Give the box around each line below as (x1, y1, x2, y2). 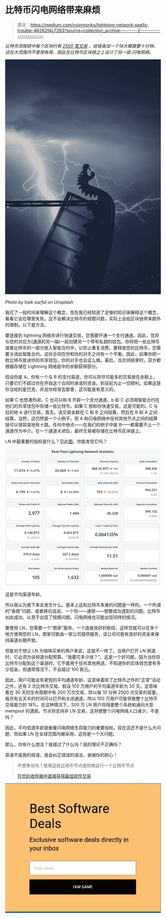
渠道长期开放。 (9, 637, 40, 643)
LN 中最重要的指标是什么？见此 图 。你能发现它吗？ (5, 438, 108, 444)
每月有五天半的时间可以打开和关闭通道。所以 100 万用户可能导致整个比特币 (5, 696, 158, 702)
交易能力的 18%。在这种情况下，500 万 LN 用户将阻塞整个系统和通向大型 (5, 702, 154, 708)
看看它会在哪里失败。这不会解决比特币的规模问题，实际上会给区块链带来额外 (5, 316, 161, 322)
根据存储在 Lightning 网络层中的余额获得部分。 (5, 363, 100, 369)
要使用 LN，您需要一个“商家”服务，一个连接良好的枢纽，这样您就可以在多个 (5, 625, 159, 631)
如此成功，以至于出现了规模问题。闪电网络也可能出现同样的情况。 (5, 614, 139, 620)
